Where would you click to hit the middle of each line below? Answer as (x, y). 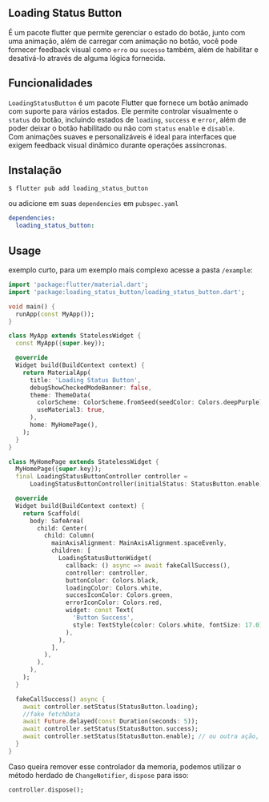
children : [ (71, 551)
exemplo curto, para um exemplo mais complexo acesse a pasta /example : (130, 270)
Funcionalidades (51, 83)
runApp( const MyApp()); (55, 314)
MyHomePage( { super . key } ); (59, 469)
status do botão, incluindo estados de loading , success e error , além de (127, 119)
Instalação (35, 170)
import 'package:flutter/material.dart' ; (78, 284)
